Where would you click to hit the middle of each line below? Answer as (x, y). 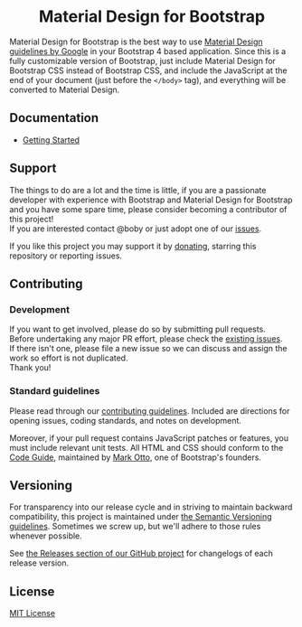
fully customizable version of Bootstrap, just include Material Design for (142, 61)
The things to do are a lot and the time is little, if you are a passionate (138, 190)
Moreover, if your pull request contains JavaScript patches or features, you (149, 438)
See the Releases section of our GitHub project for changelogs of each (141, 554)
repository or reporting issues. (66, 256)
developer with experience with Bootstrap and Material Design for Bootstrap (151, 200)
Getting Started (51, 140)
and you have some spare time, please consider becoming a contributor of (148, 209)
